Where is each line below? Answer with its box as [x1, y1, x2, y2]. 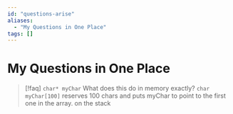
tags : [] [7, 30, 33, 38]
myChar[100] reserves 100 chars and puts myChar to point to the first [24, 91, 227, 100]
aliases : [7, 17, 33, 24]
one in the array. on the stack [24, 99, 111, 108]
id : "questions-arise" [7, 10, 75, 18]
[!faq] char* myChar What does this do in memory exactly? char [24, 84, 210, 93]
